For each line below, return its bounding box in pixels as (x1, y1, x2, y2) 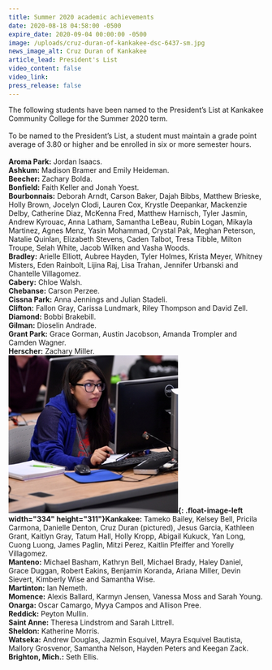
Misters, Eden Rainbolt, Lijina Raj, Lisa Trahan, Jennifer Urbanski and (8, 260, 239, 269)
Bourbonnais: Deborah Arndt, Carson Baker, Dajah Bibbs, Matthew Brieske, (8, 191, 262, 200)
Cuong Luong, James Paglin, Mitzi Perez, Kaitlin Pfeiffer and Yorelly (8, 539, 235, 549)
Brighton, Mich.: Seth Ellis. (8, 651, 99, 661)
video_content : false (8, 65, 82, 73)
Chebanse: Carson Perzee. (8, 286, 100, 295)
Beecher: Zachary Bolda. (8, 174, 93, 183)
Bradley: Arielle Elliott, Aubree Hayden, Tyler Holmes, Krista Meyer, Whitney (8, 251, 263, 261)
